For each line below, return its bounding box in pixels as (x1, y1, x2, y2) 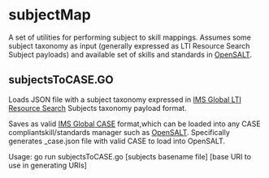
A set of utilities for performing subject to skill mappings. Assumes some (8, 32, 252, 42)
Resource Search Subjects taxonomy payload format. (8, 103, 187, 112)
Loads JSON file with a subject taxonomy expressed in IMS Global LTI (8, 95, 242, 104)
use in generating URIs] (8, 160, 88, 170)
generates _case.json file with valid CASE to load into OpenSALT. (8, 136, 226, 146)
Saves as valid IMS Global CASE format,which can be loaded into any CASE (8, 119, 262, 129)
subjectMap (8, 6, 91, 24)
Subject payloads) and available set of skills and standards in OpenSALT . (8, 49, 253, 59)
